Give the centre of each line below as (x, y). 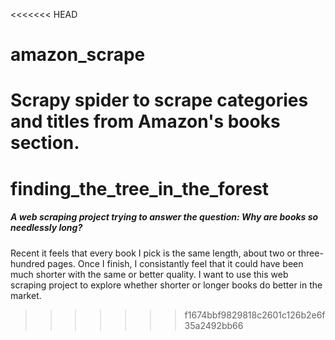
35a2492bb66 (214, 325)
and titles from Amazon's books (145, 121)
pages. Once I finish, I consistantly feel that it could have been (175, 263)
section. (45, 143)
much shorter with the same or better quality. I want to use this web (149, 274)
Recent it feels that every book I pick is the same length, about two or (153, 253)
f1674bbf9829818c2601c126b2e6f (255, 315)
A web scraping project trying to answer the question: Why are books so (164, 217)
